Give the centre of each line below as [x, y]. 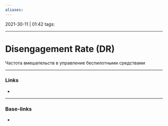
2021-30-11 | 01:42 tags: [30, 24]
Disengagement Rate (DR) [60, 49]
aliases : [14, 10]
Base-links [18, 109]
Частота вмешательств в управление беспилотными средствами [75, 62]
